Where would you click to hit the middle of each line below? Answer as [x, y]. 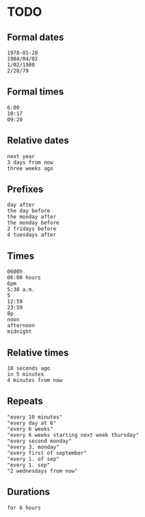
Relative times [38, 352]
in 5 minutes [26, 375]
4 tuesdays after [32, 235]
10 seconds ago [29, 368]
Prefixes [25, 189]
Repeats [25, 401]
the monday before [33, 223]
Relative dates [38, 141]
